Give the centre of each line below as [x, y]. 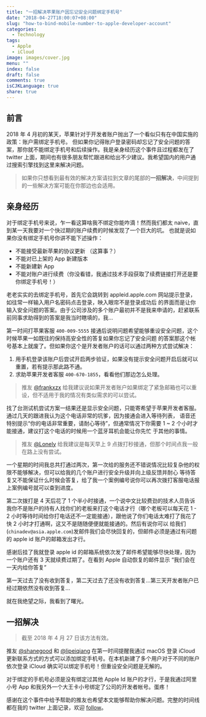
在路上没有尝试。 [43, 452]
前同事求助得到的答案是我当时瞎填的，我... [60, 317]
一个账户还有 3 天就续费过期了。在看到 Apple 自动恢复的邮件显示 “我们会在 [101, 560]
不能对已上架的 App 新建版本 [51, 259]
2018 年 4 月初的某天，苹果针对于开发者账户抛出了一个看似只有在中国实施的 [102, 134]
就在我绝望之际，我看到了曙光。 [47, 601]
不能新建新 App [35, 266]
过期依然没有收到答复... [41, 588]
